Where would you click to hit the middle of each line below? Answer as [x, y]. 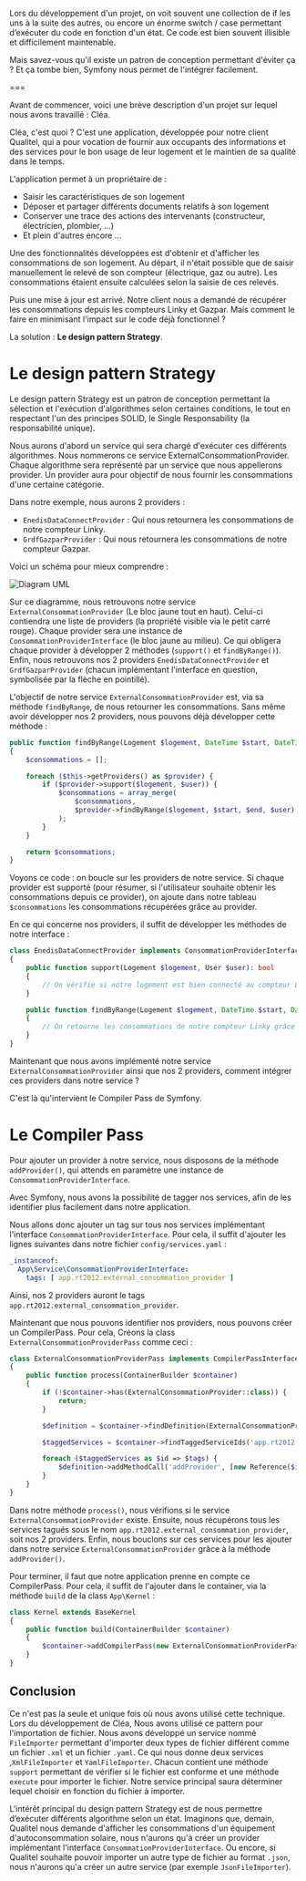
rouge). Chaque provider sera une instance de [96, 630]
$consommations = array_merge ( [117, 793]
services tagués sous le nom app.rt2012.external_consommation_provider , [149, 1529]
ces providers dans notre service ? [74, 1080]
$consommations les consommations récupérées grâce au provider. [133, 907]
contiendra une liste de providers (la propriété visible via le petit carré [140, 621]
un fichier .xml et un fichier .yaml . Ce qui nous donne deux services [137, 1752]
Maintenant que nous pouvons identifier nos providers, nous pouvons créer [151, 1322]
